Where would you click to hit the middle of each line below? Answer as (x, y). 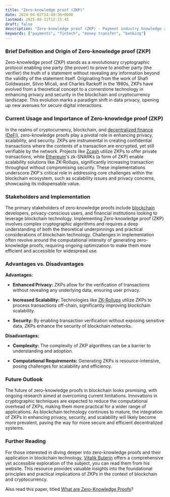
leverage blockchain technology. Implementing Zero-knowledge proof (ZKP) (85, 218)
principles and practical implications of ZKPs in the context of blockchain (81, 474)
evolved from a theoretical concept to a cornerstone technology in (74, 89)
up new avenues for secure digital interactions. (54, 105)
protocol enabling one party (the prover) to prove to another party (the (78, 68)
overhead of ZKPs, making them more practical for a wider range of (76, 407)
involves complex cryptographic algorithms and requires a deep (72, 224)
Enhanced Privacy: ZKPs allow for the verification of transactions (81, 285)
